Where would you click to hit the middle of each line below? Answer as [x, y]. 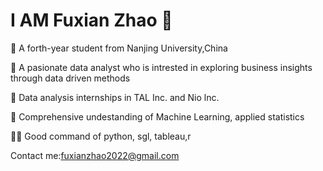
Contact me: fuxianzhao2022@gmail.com [95, 155]
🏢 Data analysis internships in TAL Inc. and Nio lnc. [115, 97]
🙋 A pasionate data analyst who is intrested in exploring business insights [161, 67]
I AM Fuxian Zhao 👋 [91, 20]
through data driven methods [70, 78]
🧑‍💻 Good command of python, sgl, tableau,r [101, 136]
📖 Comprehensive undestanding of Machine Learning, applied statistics [157, 116]
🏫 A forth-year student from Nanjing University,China [119, 48]
